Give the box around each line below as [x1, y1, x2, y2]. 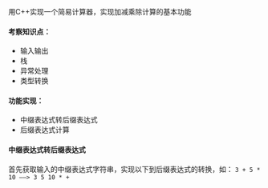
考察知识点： [8, 26, 51, 36]
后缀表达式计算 [19, 125, 70, 134]
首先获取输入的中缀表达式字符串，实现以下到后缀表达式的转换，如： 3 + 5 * [8, 164, 261, 174]
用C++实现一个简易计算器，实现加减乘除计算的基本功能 [8, 7, 192, 16]
